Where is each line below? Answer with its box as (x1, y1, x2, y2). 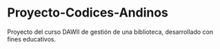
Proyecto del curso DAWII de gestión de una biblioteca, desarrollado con (7, 28, 214, 36)
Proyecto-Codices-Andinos (7, 5, 169, 21)
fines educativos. (7, 35, 57, 43)
